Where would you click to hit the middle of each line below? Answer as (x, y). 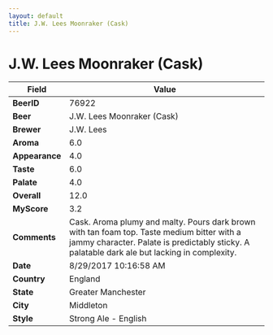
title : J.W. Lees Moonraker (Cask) (69, 24)
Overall (27, 196)
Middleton (88, 306)
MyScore (30, 209)
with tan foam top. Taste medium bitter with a (155, 233)
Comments (35, 237)
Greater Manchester (107, 292)
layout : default (36, 16)
